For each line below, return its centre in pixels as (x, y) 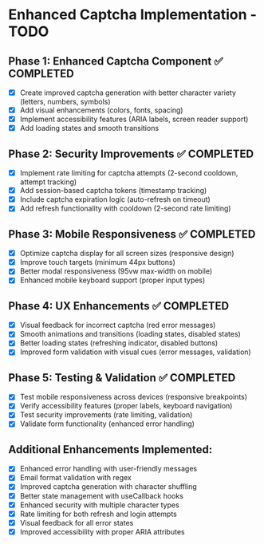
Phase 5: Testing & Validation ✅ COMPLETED (122, 378)
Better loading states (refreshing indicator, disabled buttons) (119, 343)
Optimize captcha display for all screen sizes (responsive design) (127, 254)
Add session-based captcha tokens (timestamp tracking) (113, 191)
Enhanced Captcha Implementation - (133, 15)
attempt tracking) (48, 182)
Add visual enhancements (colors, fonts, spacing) (101, 110)
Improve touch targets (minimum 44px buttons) (97, 262)
